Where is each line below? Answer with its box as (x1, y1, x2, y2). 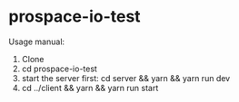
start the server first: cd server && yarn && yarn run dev (21, 72, 231, 83)
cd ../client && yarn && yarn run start (21, 82, 159, 93)
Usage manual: (8, 36, 65, 47)
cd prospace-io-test (21, 63, 97, 74)
